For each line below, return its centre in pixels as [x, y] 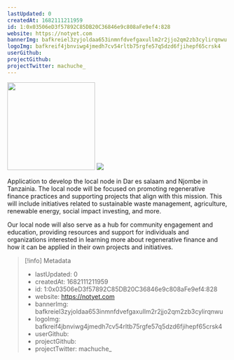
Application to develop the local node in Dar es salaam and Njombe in [108, 181]
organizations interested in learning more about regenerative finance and [113, 239]
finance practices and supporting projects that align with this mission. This [115, 196]
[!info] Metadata [48, 260]
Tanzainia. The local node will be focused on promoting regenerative [106, 188]
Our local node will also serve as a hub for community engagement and [110, 225]
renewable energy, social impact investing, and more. [84, 211]
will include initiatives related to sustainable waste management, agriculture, [117, 204]
